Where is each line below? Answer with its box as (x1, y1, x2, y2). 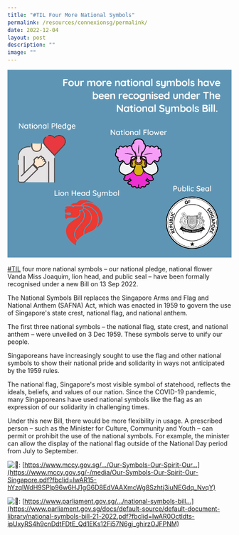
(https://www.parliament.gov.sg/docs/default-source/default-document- (7, 504, 221, 513)
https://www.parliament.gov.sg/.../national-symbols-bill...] (24, 497, 194, 505)
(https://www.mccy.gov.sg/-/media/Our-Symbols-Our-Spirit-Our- (7, 468, 199, 476)
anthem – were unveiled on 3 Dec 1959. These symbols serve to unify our (7, 330, 223, 338)
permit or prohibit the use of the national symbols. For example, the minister (7, 431, 230, 440)
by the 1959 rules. (7, 366, 60, 374)
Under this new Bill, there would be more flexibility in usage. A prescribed (7, 416, 223, 425)
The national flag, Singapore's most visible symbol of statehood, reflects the (7, 380, 231, 389)
